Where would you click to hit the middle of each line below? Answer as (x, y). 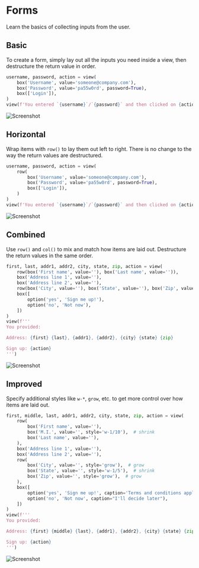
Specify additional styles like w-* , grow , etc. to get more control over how (95, 398)
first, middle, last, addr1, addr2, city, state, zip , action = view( (95, 416)
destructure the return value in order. (51, 66)
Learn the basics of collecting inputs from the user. (68, 27)
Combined (26, 235)
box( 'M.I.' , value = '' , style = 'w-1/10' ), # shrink (91, 432)
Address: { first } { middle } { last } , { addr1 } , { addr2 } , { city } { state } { (97, 531)
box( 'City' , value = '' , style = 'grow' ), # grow (86, 465)
